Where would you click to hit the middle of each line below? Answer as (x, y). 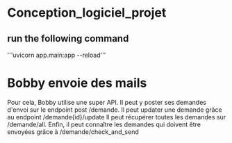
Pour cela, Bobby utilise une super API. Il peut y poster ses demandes (107, 102)
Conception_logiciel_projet (87, 13)
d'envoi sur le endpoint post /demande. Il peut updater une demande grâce (115, 110)
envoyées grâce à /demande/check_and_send (73, 132)
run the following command (68, 39)
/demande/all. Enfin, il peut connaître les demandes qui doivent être (104, 124)
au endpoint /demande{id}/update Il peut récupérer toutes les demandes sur (117, 117)
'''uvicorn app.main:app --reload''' (57, 55)
